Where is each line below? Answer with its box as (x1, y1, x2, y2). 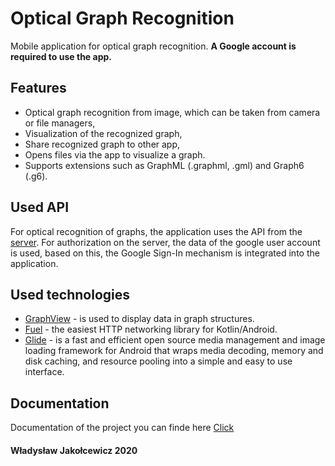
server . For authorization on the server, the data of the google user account (10, 236, 321, 248)
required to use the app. (10, 50, 112, 62)
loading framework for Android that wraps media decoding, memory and (24, 345, 324, 357)
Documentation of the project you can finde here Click (10, 422, 235, 434)
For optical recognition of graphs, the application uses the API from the (10, 225, 303, 237)
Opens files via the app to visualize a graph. (24, 148, 206, 161)
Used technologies (10, 286, 131, 303)
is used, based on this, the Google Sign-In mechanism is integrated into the (10, 247, 320, 259)
